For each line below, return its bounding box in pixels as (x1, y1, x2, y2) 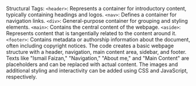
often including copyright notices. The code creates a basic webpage (6, 42, 174, 49)
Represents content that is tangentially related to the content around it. (6, 30, 177, 37)
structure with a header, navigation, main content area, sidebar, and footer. (6, 49, 187, 55)
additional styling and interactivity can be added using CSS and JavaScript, (6, 67, 188, 74)
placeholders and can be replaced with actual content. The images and (6, 61, 178, 68)
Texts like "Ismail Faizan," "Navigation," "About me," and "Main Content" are (6, 55, 190, 61)
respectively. (6, 73, 37, 80)
